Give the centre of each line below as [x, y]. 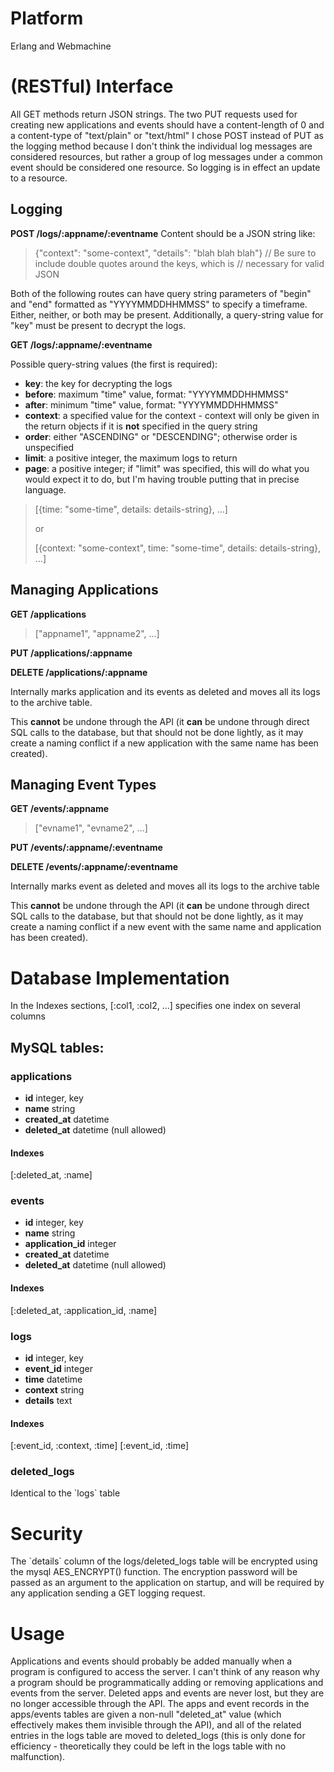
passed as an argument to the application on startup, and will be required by [167, 1583]
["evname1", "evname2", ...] [91, 828]
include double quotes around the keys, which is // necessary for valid [179, 263]
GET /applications [48, 614]
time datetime [53, 1379]
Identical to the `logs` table [65, 1493]
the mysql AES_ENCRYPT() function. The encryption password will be [154, 1572]
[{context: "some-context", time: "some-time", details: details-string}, [178, 548]
